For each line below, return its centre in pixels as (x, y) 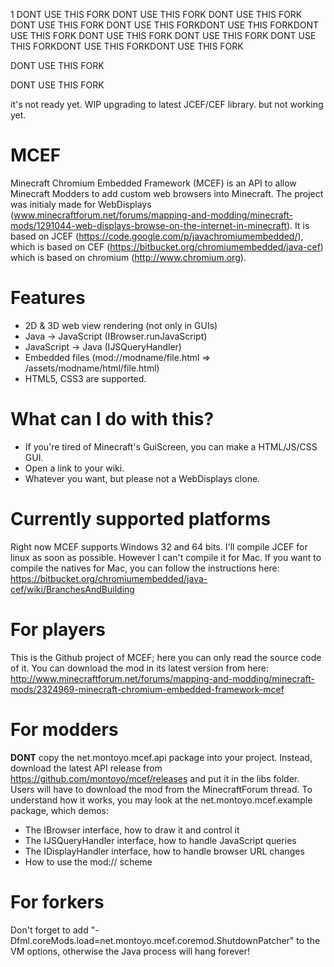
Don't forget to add (49, 930)
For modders (64, 729)
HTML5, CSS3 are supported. (85, 378)
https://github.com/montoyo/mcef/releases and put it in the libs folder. (155, 778)
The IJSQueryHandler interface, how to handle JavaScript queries (160, 840)
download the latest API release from (86, 768)
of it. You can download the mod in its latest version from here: (139, 668)
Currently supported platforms (141, 519)
